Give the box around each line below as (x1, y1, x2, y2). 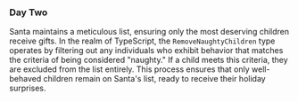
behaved (9, 74, 42, 84)
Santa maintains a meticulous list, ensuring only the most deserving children (9, 27, 290, 37)
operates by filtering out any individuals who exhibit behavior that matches (9, 45, 284, 56)
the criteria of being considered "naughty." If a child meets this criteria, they (9, 55, 288, 66)
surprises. (9, 82, 46, 94)
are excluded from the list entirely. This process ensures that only (9, 64, 250, 75)
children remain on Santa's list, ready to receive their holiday (43, 74, 266, 84)
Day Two (9, 6, 48, 19)
